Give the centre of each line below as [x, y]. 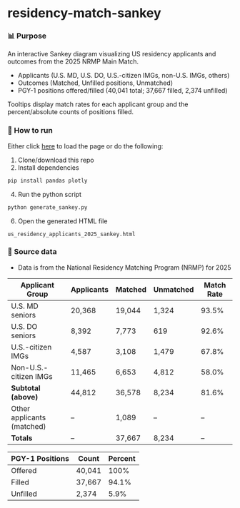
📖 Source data [32, 252]
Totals [22, 438]
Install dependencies [49, 167]
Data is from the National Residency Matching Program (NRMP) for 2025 [124, 267]
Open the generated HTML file [62, 221]
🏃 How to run [30, 131]
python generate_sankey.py [47, 207]
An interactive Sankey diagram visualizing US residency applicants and [112, 54]
